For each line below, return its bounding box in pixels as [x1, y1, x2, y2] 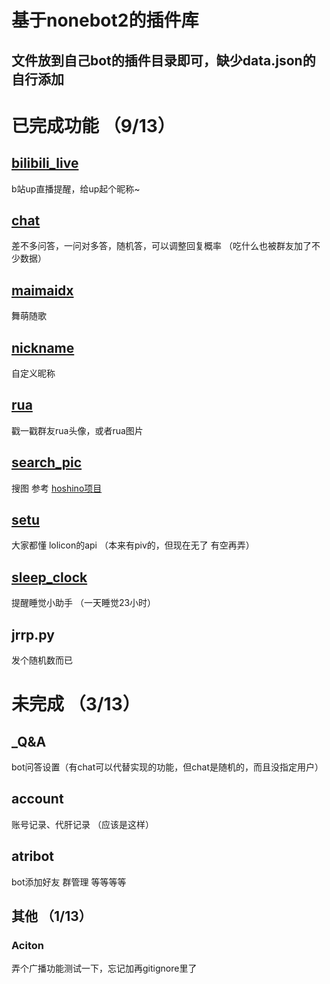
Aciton [11, 939, 44, 953]
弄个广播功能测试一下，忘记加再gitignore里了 [11, 962, 198, 975]
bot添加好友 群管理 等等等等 [11, 876, 127, 888]
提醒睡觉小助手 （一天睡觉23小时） [11, 597, 157, 609]
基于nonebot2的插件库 [11, 9, 199, 32]
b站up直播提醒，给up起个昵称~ [11, 182, 141, 195]
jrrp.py [11, 626, 55, 643]
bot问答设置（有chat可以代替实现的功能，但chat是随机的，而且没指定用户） [11, 761, 324, 773]
